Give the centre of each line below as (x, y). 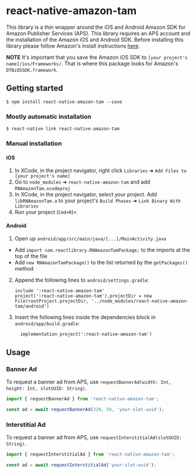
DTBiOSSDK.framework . (32, 69)
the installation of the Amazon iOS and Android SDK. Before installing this (95, 39)
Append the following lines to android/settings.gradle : (82, 280)
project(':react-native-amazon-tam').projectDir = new (83, 296)
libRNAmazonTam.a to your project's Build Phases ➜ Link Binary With (98, 201)
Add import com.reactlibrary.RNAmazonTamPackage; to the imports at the (102, 250)
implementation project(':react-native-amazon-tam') (86, 334)
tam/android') (32, 306)
